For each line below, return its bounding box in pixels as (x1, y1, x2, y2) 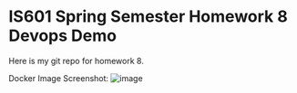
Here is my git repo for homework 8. (8, 55, 145, 66)
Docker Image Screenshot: (8, 72, 109, 83)
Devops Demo (8, 25, 118, 46)
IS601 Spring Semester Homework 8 (8, 6, 288, 27)
